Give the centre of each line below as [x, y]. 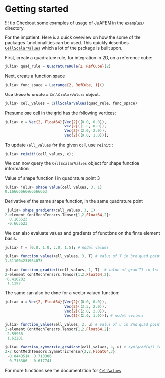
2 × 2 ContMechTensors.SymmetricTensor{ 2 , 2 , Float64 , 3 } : [61, 352]
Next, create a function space [35, 76]
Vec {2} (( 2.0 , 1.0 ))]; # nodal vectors [104, 315]
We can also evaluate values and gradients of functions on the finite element [82, 233]
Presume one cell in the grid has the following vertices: [61, 113]
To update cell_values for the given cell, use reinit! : [59, 145]
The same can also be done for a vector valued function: [62, 293]
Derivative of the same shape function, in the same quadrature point [74, 201]
